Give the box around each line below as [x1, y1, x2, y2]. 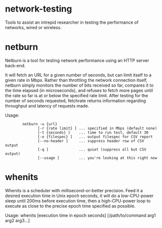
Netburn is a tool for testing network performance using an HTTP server [5, 57, 149, 63]
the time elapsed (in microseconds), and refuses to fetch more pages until [5, 87, 153, 93]
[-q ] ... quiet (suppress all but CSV [37, 147, 146, 152]
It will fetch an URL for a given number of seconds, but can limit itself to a [5, 72, 152, 78]
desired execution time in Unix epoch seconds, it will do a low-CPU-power [5, 193, 154, 198]
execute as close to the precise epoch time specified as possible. [5, 203, 136, 209]
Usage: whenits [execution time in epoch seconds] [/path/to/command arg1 [5, 212, 156, 218]
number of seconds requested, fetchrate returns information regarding [5, 98, 146, 104]
